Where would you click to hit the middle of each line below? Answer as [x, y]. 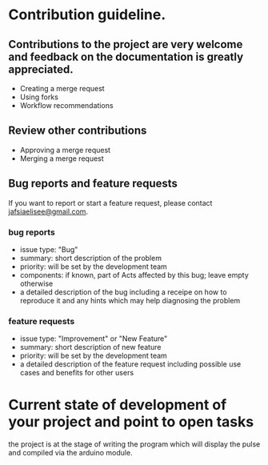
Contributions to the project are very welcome [126, 44]
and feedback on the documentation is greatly [126, 56]
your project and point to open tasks [131, 422]
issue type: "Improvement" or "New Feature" [94, 339]
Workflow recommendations [66, 105]
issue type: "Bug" [49, 249]
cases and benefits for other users [77, 373]
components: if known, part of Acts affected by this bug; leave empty [134, 275]
